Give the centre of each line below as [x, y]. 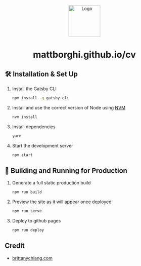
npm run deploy [28, 230]
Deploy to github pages [36, 221]
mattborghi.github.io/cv [84, 55]
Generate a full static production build [51, 183]
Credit [15, 246]
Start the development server [43, 145]
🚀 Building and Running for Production [66, 170]
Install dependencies [34, 127]
